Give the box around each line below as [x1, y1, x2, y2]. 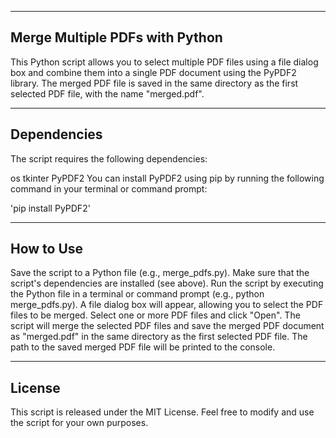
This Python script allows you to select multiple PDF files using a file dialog [10, 56, 319, 68]
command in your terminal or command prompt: [10, 182, 208, 195]
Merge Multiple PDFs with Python [10, 29, 223, 46]
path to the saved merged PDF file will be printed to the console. [10, 341, 276, 353]
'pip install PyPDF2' [10, 202, 91, 214]
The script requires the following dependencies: [10, 152, 208, 165]
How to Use [10, 241, 84, 258]
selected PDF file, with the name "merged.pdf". [10, 87, 205, 100]
